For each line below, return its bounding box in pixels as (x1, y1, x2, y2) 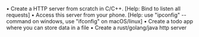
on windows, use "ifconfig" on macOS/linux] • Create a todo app (32, 18, 194, 24)
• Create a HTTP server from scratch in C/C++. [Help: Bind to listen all (6, 5, 181, 12)
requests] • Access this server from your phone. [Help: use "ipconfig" (6, 11, 180, 18)
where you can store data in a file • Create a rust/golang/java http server (6, 24, 187, 31)
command (6, 18, 31, 24)
